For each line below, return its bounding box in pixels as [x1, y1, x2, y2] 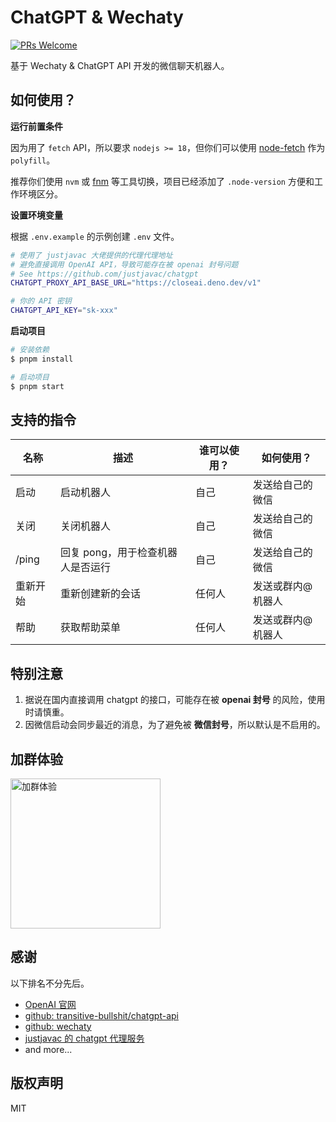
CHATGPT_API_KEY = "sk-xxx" [10, 306, 118, 316]
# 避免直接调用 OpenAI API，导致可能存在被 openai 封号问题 [10, 259, 239, 270]
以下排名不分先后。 [10, 977, 90, 989]
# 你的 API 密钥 [10, 296, 72, 306]
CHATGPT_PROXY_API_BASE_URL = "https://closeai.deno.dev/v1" [10, 278, 262, 288]
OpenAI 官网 [24, 998, 77, 1010]
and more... [24, 1043, 73, 1055]
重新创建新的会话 [60, 587, 142, 601]
